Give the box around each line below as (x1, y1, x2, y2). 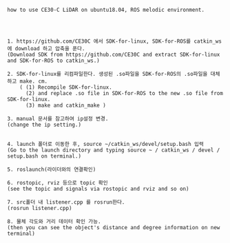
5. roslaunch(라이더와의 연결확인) (7, 166, 96, 173)
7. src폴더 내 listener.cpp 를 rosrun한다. (7, 199, 125, 206)
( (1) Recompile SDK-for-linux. (19, 84, 112, 91)
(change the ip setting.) (7, 121, 81, 128)
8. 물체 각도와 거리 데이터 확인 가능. (7, 218, 101, 225)
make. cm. (19, 78, 48, 85)
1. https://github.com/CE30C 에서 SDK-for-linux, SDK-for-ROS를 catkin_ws (7, 38, 222, 45)
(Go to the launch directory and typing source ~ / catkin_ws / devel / (7, 147, 220, 154)
